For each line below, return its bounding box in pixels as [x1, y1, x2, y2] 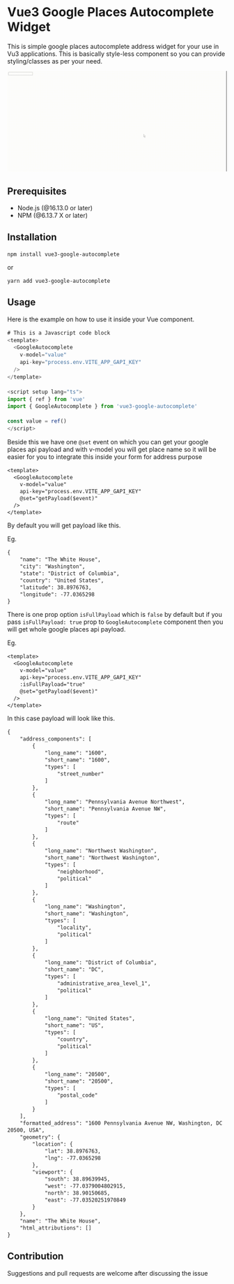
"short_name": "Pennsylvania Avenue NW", [44, 805, 167, 812]
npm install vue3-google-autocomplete [7, 251, 120, 258]
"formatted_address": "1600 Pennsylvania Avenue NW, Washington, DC [19, 1119, 223, 1127]
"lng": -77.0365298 [44, 1154, 101, 1162]
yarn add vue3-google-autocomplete [7, 277, 111, 284]
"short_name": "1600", [44, 756, 111, 764]
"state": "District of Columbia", [19, 570, 120, 577]
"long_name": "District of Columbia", [44, 958, 157, 966]
